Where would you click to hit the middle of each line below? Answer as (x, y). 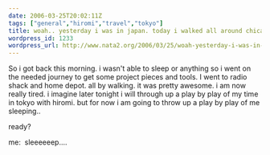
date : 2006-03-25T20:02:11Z (55, 16)
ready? (20, 127)
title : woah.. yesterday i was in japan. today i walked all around (125, 31)
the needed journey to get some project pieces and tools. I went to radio (128, 77)
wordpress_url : (34, 46)
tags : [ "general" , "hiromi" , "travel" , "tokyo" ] (86, 23)
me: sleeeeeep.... (38, 142)
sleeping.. (25, 111)
